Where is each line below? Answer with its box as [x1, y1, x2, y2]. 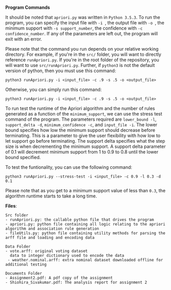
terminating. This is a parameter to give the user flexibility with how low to [5, 132, 161, 139]
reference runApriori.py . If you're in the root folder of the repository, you [5, 57, 159, 63]
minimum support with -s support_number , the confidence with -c [5, 25, 143, 31]
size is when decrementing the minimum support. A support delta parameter [5, 143, 166, 149]
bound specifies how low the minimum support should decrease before [5, 127, 156, 133]
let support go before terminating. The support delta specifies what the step [5, 138, 165, 144]
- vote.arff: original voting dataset [5, 249, 88, 254]
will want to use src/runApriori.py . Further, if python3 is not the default [5, 62, 155, 68]
